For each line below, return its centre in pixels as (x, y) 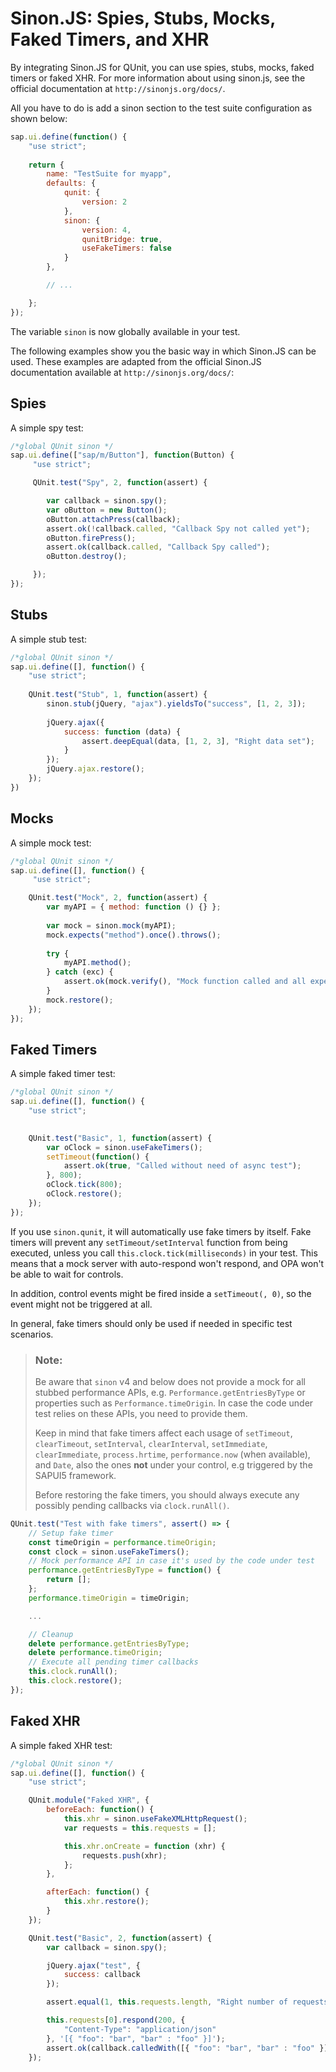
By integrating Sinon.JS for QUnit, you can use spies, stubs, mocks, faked (162, 67)
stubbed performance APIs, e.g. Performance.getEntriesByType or (170, 1392)
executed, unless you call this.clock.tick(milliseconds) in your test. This (164, 1253)
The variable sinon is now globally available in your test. (125, 331)
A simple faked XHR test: (61, 1745)
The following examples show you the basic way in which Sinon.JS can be (163, 351)
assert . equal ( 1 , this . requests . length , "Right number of (167, 2002)
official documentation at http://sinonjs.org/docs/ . (118, 88)
